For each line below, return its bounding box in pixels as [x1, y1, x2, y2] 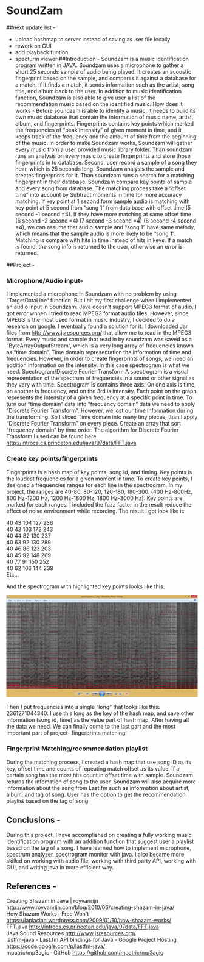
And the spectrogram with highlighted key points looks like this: [6, 583, 165, 590]
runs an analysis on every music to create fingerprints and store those [15, 152, 191, 159]
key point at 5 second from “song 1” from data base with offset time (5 [15, 204, 191, 211]
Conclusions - [6, 815, 61, 825]
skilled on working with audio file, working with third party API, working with [6, 857, 196, 864]
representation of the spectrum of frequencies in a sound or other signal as [6, 374, 195, 382]
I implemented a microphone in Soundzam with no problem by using [6, 290, 177, 298]
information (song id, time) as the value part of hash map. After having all [6, 716, 189, 724]
